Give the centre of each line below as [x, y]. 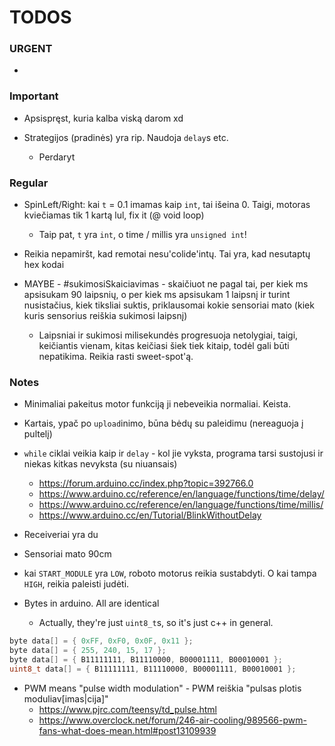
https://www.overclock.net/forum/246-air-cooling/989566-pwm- [172, 720]
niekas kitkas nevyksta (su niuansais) [100, 464]
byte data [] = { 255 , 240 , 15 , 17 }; [88, 651]
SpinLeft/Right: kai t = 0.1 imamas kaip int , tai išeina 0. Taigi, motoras [167, 205]
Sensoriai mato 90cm [67, 554]
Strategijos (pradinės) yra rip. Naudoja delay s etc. [126, 137]
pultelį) [38, 434]
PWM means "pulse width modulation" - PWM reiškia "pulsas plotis [162, 688]
